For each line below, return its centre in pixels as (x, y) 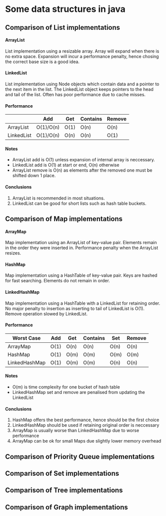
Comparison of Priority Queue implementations (80, 457)
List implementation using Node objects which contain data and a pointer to (82, 84)
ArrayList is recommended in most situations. (58, 198)
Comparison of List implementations (63, 28)
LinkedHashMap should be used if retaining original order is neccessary (86, 425)
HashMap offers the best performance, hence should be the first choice (86, 420)
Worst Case (27, 338)
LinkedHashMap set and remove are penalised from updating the (79, 392)
